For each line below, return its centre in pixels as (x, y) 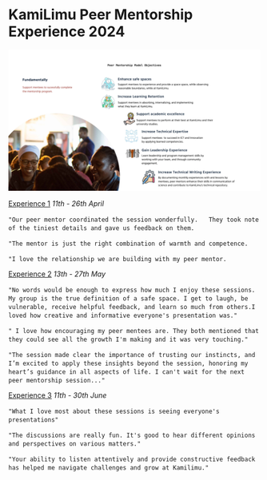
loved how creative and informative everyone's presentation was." (123, 316)
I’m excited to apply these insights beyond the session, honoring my (128, 364)
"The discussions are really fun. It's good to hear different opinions (132, 436)
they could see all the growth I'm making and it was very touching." (128, 340)
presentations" (34, 420)
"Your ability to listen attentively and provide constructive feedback (132, 460)
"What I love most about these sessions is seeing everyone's (114, 412)
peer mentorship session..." (57, 381)
